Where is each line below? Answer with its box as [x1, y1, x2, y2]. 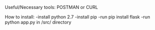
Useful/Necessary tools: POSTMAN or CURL [5, 4, 98, 10]
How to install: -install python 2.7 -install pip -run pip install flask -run [5, 14, 150, 19]
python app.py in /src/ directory [5, 19, 72, 25]
